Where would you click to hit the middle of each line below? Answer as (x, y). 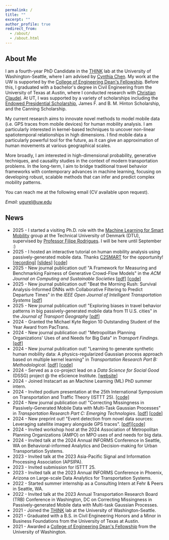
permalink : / (19, 10)
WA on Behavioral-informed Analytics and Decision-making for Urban (85, 445)
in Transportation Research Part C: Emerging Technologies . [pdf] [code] (88, 413)
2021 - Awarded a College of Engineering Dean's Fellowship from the (84, 526)
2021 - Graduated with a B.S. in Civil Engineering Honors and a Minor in (87, 516)
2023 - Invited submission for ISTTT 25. (54, 467)
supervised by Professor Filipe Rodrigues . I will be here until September (87, 241)
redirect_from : (21, 29)
